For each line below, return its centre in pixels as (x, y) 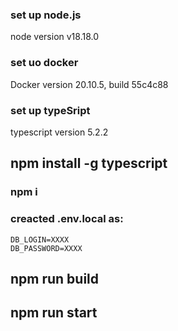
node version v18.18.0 (55, 37)
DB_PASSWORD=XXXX (46, 248)
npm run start (54, 313)
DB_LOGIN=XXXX (40, 239)
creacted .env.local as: (67, 219)
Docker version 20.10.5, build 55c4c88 (89, 84)
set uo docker (44, 63)
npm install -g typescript (89, 163)
